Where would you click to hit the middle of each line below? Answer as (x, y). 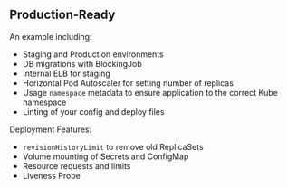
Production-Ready (62, 15)
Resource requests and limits (77, 165)
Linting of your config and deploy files (93, 111)
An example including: (51, 36)
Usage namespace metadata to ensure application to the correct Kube (150, 92)
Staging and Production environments (93, 54)
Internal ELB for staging (66, 73)
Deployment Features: (51, 129)
